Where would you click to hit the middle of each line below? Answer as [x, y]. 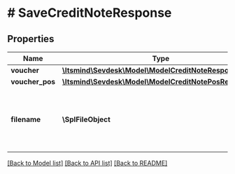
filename [26, 119]
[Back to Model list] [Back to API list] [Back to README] [87, 163]
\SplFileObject [86, 119]
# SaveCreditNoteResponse [90, 13]
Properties [31, 39]
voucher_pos [33, 82]
